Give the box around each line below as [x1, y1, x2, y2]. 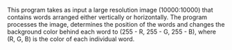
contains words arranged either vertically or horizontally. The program [7, 13, 208, 21]
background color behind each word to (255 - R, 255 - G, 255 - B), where [7, 27, 217, 36]
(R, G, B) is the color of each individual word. [7, 35, 135, 43]
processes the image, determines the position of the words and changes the [7, 21, 225, 28]
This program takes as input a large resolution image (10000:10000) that [7, 6, 213, 14]
